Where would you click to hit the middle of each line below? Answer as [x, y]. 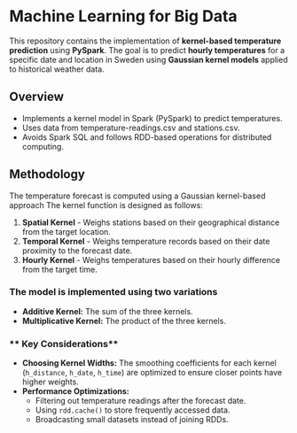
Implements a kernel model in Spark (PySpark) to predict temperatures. [152, 118]
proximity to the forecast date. [77, 251]
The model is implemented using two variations [113, 292]
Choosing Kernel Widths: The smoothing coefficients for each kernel [149, 363]
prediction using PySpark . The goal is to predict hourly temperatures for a [147, 50]
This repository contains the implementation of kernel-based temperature [145, 41]
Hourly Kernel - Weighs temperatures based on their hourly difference [151, 259]
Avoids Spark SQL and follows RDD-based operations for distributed [147, 137]
